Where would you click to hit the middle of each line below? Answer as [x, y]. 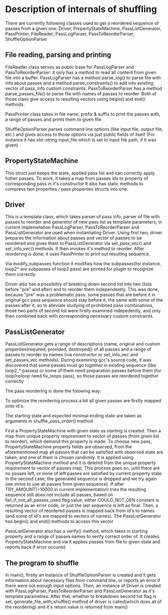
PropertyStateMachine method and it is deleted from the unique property [81, 463]
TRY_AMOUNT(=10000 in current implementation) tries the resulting [76, 490]
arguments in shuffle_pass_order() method [49, 421]
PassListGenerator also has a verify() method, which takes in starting [76, 531]
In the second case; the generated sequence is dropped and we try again [81, 479]
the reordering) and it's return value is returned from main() [66, 607]
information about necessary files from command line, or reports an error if [83, 580]
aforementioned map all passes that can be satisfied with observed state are [84, 452]
